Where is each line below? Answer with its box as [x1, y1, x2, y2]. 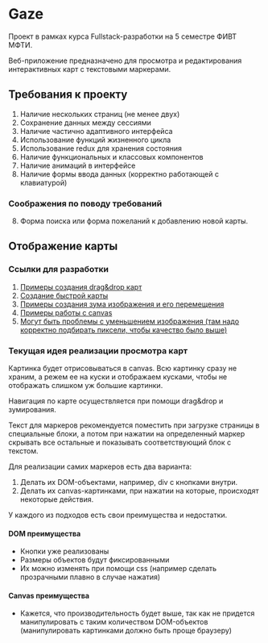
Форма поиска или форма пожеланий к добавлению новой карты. [19, 216, 249, 226]
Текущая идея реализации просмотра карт [8, 344, 188, 356]
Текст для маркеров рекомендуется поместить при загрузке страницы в [8, 420, 260, 430]
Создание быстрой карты [19, 290, 109, 300]
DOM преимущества [8, 528, 81, 538]
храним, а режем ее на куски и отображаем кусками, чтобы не [8, 372, 228, 382]
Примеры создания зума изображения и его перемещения [19, 299, 225, 309]
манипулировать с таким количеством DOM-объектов [19, 617, 208, 627]
